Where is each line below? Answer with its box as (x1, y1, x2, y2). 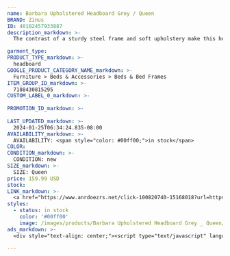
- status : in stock (13, 207, 69, 214)
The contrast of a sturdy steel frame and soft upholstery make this (13, 36, 216, 42)
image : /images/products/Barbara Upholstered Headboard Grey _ (19, 220, 204, 227)
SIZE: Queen (13, 168, 48, 175)
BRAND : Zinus (7, 16, 44, 23)
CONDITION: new (13, 156, 57, 163)
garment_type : (7, 48, 48, 55)
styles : (7, 201, 29, 207)
